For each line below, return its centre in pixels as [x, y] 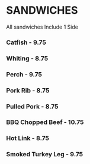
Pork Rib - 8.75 [28, 90]
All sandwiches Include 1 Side [42, 27]
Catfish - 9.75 [26, 42]
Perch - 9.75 [24, 74]
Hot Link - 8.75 [28, 138]
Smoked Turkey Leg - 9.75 [45, 154]
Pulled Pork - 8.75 [32, 106]
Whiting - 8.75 [27, 58]
